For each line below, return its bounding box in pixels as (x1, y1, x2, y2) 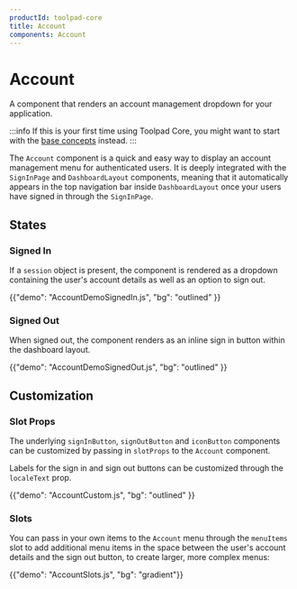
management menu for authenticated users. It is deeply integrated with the (9, 162, 287, 173)
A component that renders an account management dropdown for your (9, 98, 273, 109)
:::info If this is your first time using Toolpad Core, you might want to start (9, 125, 281, 136)
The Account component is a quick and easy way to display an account (9, 152, 272, 163)
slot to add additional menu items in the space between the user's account (9, 542, 286, 553)
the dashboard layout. (9, 345, 91, 355)
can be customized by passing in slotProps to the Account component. (9, 445, 271, 456)
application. (9, 108, 53, 119)
